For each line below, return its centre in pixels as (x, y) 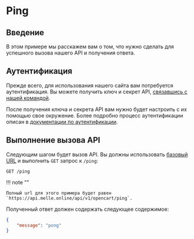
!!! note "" (18, 182)
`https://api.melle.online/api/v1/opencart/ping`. (69, 198)
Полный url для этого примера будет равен (59, 193)
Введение (25, 33)
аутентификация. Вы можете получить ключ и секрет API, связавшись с (97, 92)
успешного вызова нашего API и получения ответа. (71, 53)
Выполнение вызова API (53, 140)
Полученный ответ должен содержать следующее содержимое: (88, 209)
